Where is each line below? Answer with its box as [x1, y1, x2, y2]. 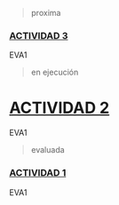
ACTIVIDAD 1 [9, 167, 67, 179]
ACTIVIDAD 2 [9, 98, 110, 118]
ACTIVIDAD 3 [9, 29, 68, 42]
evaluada [30, 145, 65, 155]
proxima [30, 8, 61, 18]
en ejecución [30, 67, 79, 78]
